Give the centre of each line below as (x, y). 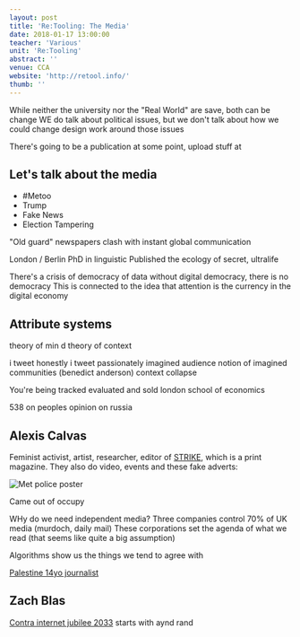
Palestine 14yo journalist (54, 573)
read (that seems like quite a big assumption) (93, 538)
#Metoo (37, 196)
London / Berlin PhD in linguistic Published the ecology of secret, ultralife (144, 259)
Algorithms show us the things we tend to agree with (107, 555)
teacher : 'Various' (46, 43)
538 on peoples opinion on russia (71, 407)
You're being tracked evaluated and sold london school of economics (137, 390)
